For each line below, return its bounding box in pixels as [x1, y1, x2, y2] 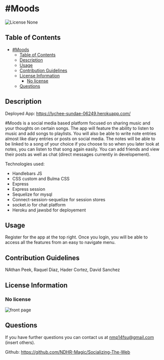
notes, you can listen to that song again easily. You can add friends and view [5, 146, 160, 152]
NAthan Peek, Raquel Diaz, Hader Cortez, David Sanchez [5, 267, 120, 273]
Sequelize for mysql [12, 191, 53, 197]
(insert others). [5, 339, 35, 345]
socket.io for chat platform [12, 202, 66, 208]
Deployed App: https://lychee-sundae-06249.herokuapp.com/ [5, 110, 131, 116]
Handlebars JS [12, 170, 43, 176]
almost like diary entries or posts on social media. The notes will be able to [5, 136, 156, 142]
